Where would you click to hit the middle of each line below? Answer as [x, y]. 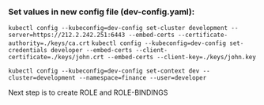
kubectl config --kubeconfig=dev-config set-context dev [104, 71]
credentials [28, 51]
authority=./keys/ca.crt [49, 43]
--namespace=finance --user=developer [143, 78]
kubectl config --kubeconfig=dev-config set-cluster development [118, 28]
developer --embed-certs [91, 51]
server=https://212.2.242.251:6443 [67, 35]
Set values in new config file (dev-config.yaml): [102, 12]
